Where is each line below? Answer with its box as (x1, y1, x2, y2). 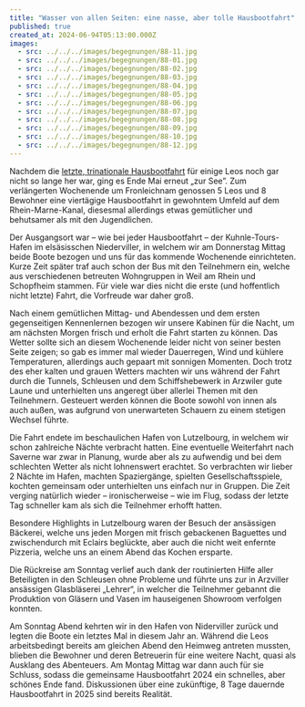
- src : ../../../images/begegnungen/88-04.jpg (17, 81, 198, 90)
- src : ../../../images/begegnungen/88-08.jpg (17, 115, 198, 124)
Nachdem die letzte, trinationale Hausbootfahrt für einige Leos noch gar (9, 165, 280, 176)
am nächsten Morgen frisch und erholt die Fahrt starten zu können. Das (9, 327, 279, 338)
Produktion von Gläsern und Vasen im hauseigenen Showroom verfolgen (9, 593, 282, 604)
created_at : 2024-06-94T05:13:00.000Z (9, 30, 157, 39)
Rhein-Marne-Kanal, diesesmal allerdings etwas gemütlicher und (9, 204, 253, 215)
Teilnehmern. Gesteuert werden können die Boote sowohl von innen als (9, 394, 278, 406)
